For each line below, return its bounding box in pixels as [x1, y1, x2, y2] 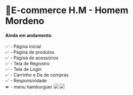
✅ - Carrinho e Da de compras [5, 72, 69, 78]
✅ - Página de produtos [5, 49, 55, 55]
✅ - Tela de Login [5, 66, 42, 72]
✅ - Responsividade [5, 78, 47, 84]
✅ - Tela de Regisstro [5, 61, 50, 67]
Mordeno [5, 15, 45, 27]
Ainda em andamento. [5, 32, 53, 38]
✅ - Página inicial [5, 43, 41, 50]
